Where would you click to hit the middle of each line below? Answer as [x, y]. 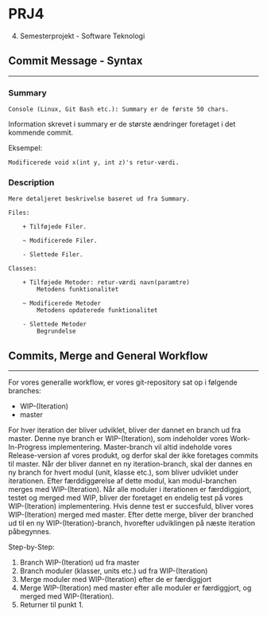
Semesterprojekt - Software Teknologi [82, 36]
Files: [19, 213]
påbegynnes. [30, 532]
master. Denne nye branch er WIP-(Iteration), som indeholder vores [118, 439]
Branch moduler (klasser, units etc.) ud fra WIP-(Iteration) [114, 571]
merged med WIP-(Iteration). [67, 596]
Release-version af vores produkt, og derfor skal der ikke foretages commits [133, 455]
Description [31, 182]
